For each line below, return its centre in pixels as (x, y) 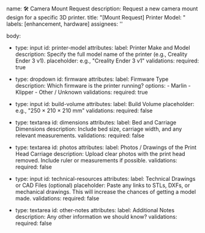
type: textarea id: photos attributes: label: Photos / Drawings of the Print (106, 147)
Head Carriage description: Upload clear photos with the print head (100, 154)
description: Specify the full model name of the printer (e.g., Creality (101, 54)
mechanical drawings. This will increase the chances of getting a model (106, 192)
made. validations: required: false (57, 198)
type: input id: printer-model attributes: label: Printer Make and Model (102, 48)
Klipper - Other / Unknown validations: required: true (81, 92)
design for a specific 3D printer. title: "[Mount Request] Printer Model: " (96, 17)
